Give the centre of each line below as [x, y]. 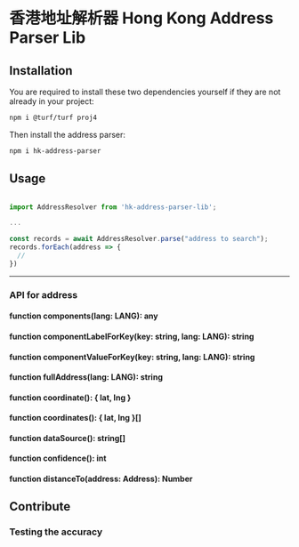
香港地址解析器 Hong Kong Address [141, 18]
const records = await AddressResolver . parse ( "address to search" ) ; [139, 239]
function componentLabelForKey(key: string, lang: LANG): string [132, 336]
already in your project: [52, 101]
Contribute [40, 507]
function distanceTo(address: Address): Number [101, 479]
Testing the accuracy [56, 532]
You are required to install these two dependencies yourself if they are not [145, 92]
